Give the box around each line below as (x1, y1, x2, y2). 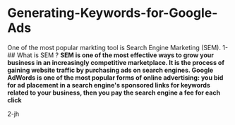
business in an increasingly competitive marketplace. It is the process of (7, 58, 224, 66)
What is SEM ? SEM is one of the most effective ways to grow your (16, 51, 214, 59)
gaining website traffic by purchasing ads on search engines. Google (7, 66, 214, 74)
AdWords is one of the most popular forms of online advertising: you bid (7, 73, 224, 82)
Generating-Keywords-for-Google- (7, 5, 218, 21)
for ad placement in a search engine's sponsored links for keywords (7, 81, 210, 89)
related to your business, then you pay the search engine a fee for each (7, 88, 221, 97)
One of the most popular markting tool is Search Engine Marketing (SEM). (7, 43, 221, 52)
